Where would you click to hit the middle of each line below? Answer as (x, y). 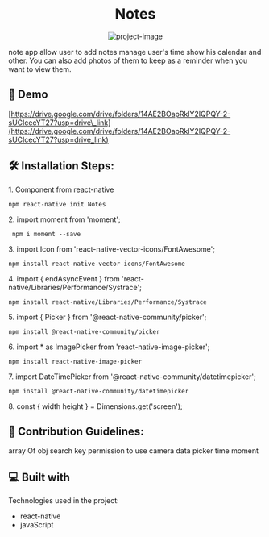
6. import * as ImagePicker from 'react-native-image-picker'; (109, 347)
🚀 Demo (28, 95)
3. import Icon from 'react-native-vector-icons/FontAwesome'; (112, 249)
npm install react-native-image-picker (75, 361)
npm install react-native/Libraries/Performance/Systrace (108, 302)
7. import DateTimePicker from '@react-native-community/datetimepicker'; (132, 377)
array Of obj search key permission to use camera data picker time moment (134, 451)
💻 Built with (39, 477)
